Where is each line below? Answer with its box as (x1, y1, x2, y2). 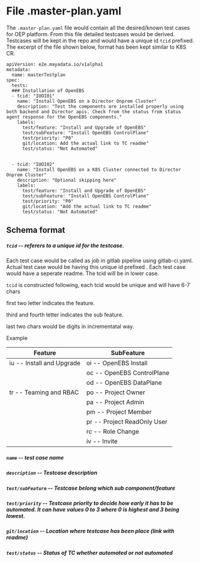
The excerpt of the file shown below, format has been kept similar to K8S (6, 43, 187, 51)
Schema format (6, 225, 65, 235)
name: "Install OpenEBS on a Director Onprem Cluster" (17, 98, 157, 104)
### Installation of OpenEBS (11, 87, 85, 94)
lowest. (6, 513, 25, 520)
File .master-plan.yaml (6, 4, 122, 18)
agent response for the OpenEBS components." (6, 114, 122, 120)
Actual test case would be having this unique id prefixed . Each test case (6, 264, 186, 271)
